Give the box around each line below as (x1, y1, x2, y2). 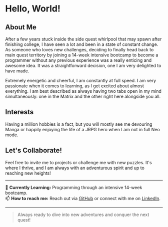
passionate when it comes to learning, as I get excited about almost (5, 83, 144, 89)
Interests (5, 108, 34, 116)
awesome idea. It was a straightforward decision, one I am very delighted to (5, 63, 161, 68)
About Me (5, 23, 36, 31)
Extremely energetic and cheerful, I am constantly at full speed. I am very (5, 78, 156, 83)
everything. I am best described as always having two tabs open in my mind (5, 88, 161, 94)
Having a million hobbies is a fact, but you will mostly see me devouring (5, 121, 152, 127)
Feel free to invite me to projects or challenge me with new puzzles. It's (5, 159, 152, 165)
